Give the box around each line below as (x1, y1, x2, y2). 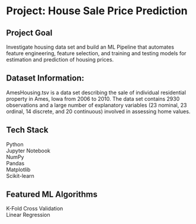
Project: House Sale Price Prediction (6, 4, 188, 18)
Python (6, 140, 24, 148)
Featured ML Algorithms (6, 190, 98, 200)
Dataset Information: (6, 73, 85, 84)
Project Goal (6, 28, 53, 38)
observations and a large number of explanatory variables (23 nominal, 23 (6, 101, 187, 108)
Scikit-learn (6, 172, 34, 179)
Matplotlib (6, 166, 31, 173)
